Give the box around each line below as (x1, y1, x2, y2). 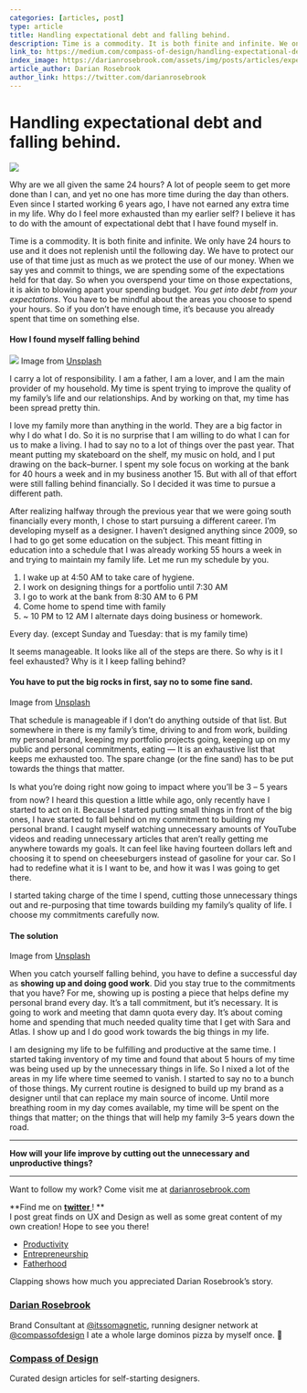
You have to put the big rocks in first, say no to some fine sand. (9, 677, 253, 688)
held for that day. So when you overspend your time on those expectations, (9, 274, 293, 285)
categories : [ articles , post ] (9, 13, 125, 23)
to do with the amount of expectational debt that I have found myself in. (9, 217, 279, 228)
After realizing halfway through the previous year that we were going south (9, 505, 292, 516)
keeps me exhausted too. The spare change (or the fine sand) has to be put (9, 754, 294, 765)
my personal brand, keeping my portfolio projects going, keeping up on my (9, 734, 291, 745)
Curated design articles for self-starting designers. (9, 1372, 201, 1384)
